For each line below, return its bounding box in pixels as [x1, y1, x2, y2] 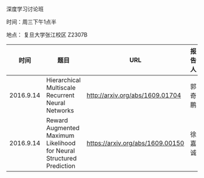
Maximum [46, 131, 75, 140]
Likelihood [46, 139, 76, 147]
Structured [46, 154, 77, 162]
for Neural [46, 146, 75, 155]
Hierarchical [46, 76, 81, 84]
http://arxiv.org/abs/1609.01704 [86, 91, 182, 99]
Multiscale [46, 84, 76, 92]
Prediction [46, 162, 76, 170]
